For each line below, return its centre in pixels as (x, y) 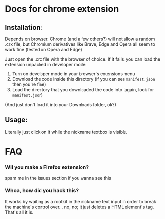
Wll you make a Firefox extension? (47, 167)
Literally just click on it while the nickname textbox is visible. (66, 132)
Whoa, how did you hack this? (42, 191)
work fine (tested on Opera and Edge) (44, 50)
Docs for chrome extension (62, 9)
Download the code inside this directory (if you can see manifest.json (83, 79)
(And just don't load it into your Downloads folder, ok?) (61, 104)
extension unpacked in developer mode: (46, 64)
